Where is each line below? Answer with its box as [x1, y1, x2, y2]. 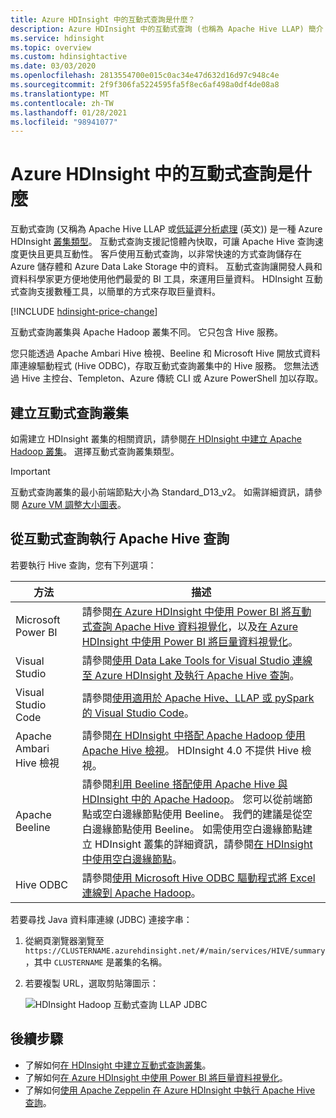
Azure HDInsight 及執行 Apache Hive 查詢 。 [94, 668, 300, 682]
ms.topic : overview [10, 42, 92, 53]
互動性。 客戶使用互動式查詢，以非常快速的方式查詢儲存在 [62, 248, 302, 260]
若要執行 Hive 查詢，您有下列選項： [10, 559, 157, 571]
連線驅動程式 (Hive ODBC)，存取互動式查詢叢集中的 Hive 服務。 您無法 [18, 360, 311, 372]
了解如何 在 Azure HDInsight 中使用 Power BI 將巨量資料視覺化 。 [24, 1071, 288, 1083]
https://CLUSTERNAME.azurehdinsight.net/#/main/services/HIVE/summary [24, 946, 326, 956]
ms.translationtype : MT [10, 89, 110, 99]
